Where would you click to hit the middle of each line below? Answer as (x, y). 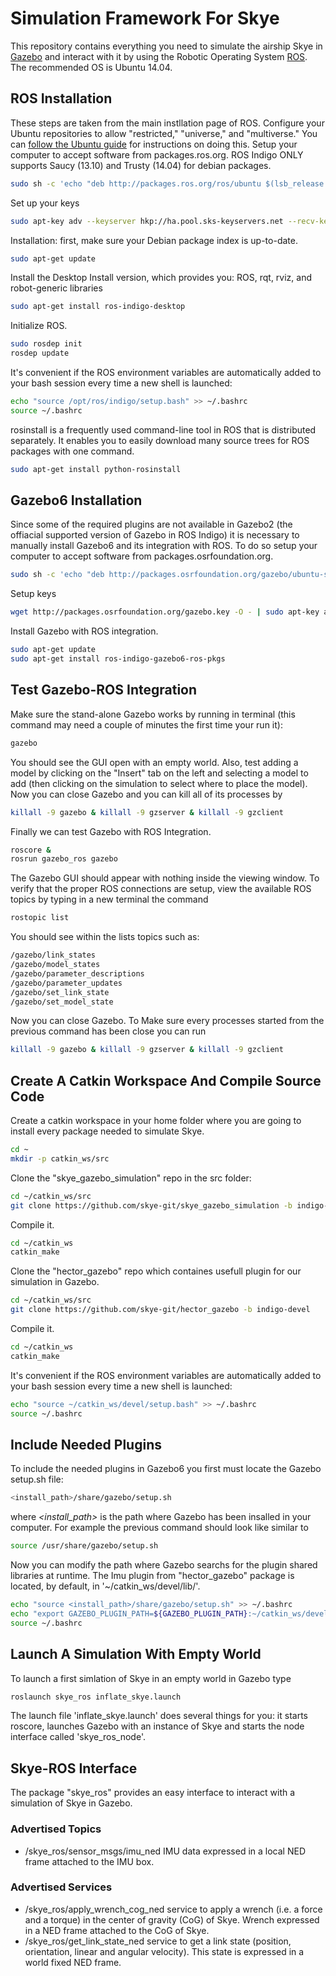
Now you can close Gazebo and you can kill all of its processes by (146, 794)
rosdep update (40, 353)
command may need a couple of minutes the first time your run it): (146, 724)
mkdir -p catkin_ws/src (60, 1158)
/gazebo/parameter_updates (66, 983)
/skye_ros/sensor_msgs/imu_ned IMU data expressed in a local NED (165, 1851)
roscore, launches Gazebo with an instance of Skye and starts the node (157, 1726)
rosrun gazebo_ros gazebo (64, 859)
